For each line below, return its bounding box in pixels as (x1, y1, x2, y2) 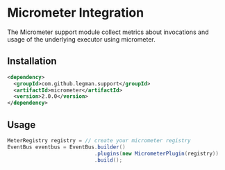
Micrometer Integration (7, 5, 144, 21)
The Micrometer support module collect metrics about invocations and (7, 28, 210, 36)
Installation (7, 56, 57, 67)
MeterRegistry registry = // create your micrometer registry (7, 137, 191, 144)
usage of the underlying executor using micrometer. (7, 35, 156, 43)
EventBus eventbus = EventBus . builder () (7, 144, 126, 151)
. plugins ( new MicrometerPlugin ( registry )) (94, 150, 219, 157)
